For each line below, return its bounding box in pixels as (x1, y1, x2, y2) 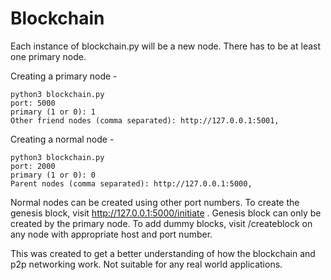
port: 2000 (10, 161, 56, 171)
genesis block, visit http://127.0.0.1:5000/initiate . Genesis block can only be (10, 207, 322, 219)
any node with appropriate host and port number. (10, 228, 213, 240)
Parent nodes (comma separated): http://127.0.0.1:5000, (10, 178, 253, 189)
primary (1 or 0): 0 (10, 170, 97, 180)
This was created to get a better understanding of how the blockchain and (10, 247, 316, 259)
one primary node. (10, 50, 87, 62)
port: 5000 (10, 98, 56, 108)
